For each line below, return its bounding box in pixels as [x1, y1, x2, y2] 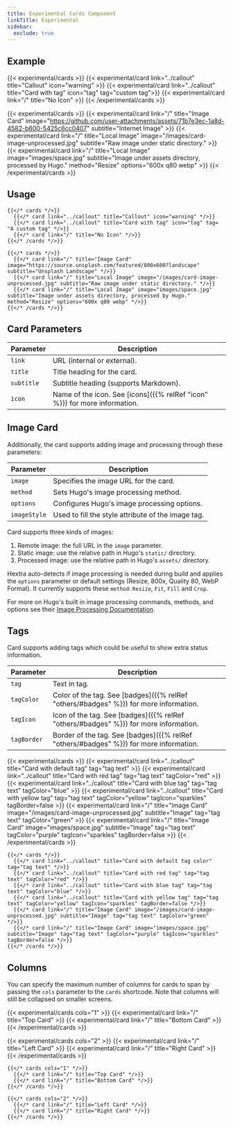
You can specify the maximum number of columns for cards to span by [7, 980, 210, 989]
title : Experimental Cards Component [7, 10, 116, 17]
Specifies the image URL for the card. [53, 476, 175, 485]
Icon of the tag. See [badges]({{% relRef [52, 711, 184, 720]
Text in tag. [52, 679, 89, 689]
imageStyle [10, 510, 46, 519]
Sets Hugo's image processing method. [53, 487, 182, 497]
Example [7, 55, 46, 67]
